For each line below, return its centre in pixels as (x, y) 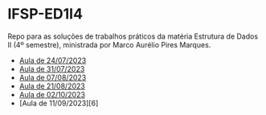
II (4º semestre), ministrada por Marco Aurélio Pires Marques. (109, 44)
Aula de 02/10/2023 (52, 94)
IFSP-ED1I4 (45, 14)
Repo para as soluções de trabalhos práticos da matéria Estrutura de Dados (133, 36)
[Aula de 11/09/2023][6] (59, 103)
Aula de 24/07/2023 (53, 60)
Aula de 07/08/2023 (53, 77)
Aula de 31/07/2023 (52, 68)
